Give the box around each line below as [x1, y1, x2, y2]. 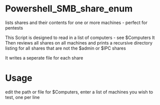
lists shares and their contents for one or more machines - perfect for [5, 19, 148, 25]
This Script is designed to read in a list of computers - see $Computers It [5, 34, 155, 40]
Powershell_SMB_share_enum [5, 3, 133, 14]
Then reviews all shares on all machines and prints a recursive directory [5, 39, 153, 45]
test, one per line [5, 94, 40, 100]
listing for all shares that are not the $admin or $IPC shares [5, 45, 126, 51]
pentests [5, 24, 23, 30]
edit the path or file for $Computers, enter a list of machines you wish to [5, 88, 154, 95]
